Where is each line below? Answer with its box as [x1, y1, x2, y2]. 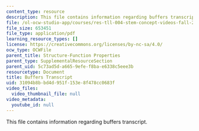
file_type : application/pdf [6, 31, 76, 37]
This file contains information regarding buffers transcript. [6, 118, 148, 125]
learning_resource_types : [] [6, 36, 78, 42]
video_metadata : [6, 96, 46, 102]
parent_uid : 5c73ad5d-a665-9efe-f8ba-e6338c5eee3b [6, 63, 134, 70]
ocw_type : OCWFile [6, 47, 52, 53]
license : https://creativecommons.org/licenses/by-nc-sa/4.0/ [6, 42, 163, 48]
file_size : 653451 [6, 25, 52, 31]
